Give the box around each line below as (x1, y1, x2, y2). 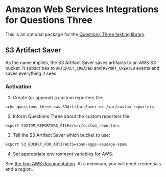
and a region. (5, 166, 33, 172)
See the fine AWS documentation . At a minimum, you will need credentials (5, 161, 161, 167)
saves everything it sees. (5, 70, 58, 76)
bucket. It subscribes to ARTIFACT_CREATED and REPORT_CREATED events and (5, 65, 160, 71)
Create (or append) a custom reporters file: (12, 95, 104, 101)
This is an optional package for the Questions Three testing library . (5, 31, 146, 37)
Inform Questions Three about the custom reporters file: (12, 113, 131, 120)
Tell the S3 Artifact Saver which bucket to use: (12, 132, 111, 138)
